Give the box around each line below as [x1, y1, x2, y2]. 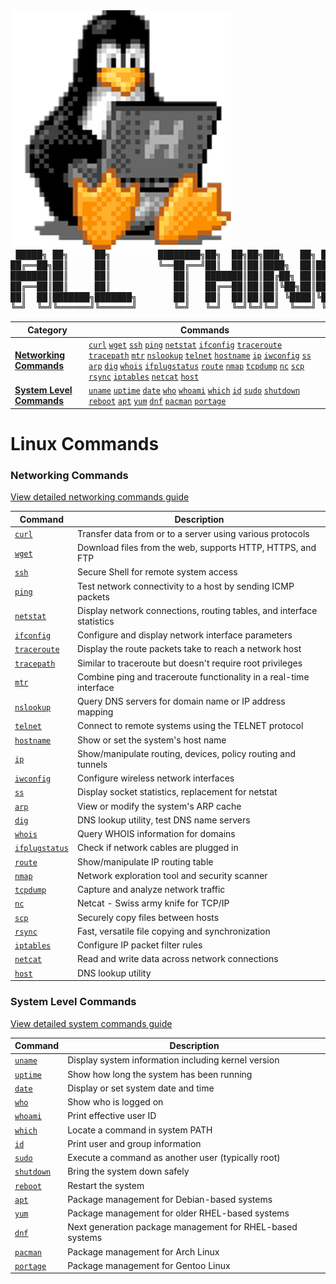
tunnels [76, 758, 108, 770]
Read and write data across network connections [76, 953, 279, 965]
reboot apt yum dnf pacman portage [88, 397, 227, 407]
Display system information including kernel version [67, 1054, 280, 1066]
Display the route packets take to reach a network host [76, 643, 302, 655]
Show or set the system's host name [76, 734, 227, 746]
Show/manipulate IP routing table [76, 855, 214, 868]
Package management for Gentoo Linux [67, 1259, 231, 1271]
